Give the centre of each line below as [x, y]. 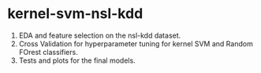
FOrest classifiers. [48, 52]
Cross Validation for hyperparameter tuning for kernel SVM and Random [136, 43]
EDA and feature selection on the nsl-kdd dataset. [100, 35]
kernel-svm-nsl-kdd [75, 14]
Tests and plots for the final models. [77, 60]
